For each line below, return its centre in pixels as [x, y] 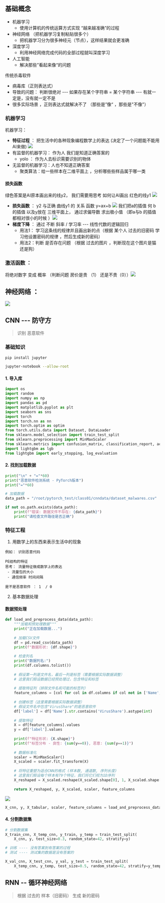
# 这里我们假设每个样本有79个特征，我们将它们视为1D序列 [64, 776]
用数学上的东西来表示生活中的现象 [47, 542]
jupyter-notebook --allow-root [37, 366]
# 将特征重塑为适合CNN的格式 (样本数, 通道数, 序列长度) [66, 771]
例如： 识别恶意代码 [23, 552]
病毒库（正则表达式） [34, 86]
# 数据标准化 [25, 753]
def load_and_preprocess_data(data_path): [49, 620]
